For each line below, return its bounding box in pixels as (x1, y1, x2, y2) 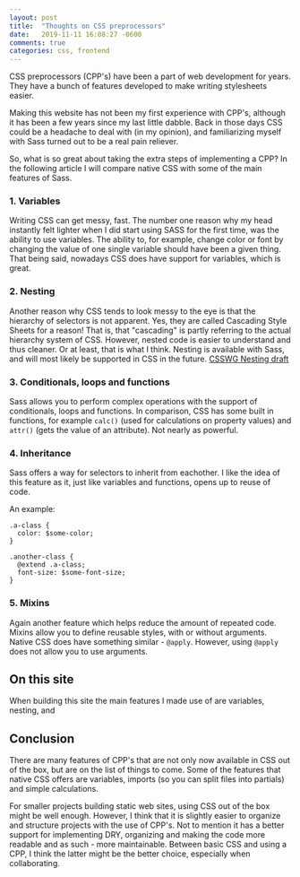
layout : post (9, 13, 58, 22)
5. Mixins (9, 597, 50, 610)
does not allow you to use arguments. (9, 646, 148, 656)
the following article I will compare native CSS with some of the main (9, 163, 262, 174)
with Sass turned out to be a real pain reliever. (9, 136, 179, 147)
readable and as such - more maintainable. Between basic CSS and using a (9, 839, 287, 850)
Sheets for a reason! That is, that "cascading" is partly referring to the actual (9, 325, 291, 335)
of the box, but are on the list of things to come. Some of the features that (9, 764, 281, 776)
